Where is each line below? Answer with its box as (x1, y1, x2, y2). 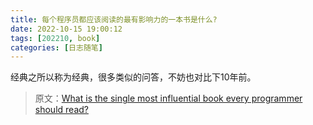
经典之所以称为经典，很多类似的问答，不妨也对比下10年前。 (10, 71, 257, 83)
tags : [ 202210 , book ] (10, 33, 101, 43)
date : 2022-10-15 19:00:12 (10, 24, 123, 34)
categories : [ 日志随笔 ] (10, 42, 103, 53)
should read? (34, 104, 89, 116)
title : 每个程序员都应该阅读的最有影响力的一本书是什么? (10, 14, 218, 25)
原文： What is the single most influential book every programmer (34, 92, 303, 105)
